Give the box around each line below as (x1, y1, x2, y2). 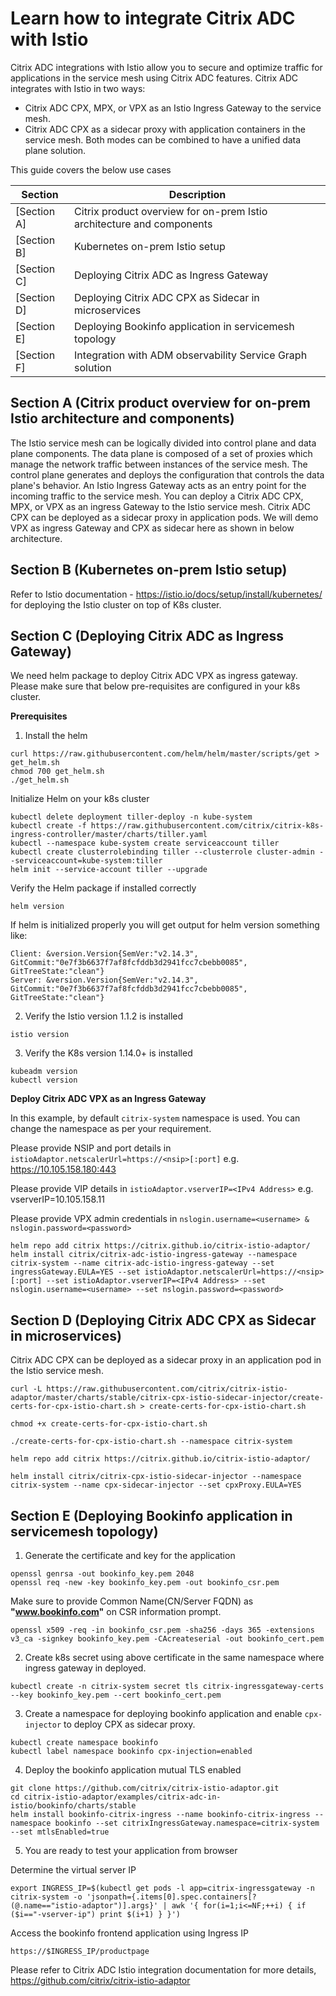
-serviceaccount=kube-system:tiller (10, 856, 163, 866)
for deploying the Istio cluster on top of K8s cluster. (10, 598, 222, 611)
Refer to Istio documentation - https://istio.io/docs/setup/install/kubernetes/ (10, 588, 323, 600)
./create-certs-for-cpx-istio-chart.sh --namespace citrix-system (10, 1437, 293, 1447)
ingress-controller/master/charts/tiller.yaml (10, 830, 208, 840)
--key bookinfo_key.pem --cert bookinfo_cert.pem (10, 1690, 222, 1700)
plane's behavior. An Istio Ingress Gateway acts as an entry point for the (10, 479, 307, 491)
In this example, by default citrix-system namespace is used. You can (10, 1112, 301, 1124)
